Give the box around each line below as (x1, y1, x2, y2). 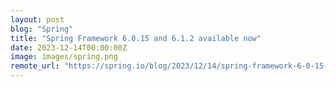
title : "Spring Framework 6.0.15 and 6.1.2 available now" (10, 33, 262, 43)
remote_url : (10, 61, 60, 71)
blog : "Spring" (10, 24, 74, 34)
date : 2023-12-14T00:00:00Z (10, 42, 128, 53)
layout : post (10, 14, 65, 25)
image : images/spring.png (10, 52, 118, 62)
